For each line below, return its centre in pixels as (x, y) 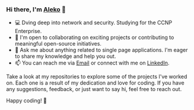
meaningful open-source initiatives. (58, 44)
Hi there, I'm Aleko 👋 (36, 9)
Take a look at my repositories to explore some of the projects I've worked (97, 77)
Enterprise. (28, 31)
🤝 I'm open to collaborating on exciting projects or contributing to (94, 37)
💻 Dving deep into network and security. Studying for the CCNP (93, 22)
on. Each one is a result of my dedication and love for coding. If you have (96, 83)
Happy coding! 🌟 (27, 101)
